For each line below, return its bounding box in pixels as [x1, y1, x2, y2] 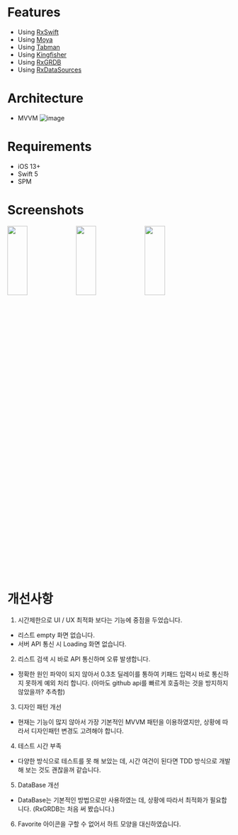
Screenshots [7, 202, 84, 218]
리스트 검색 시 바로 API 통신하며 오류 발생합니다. [17, 654, 151, 663]
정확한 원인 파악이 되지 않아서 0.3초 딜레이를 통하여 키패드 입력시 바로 [17, 670, 210, 678]
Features [7, 4, 61, 21]
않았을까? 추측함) [17, 687, 66, 696]
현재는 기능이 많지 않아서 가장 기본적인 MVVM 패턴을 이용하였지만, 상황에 [17, 717, 221, 726]
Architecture [7, 90, 84, 106]
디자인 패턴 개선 [17, 702, 62, 711]
